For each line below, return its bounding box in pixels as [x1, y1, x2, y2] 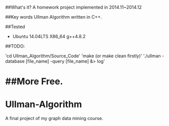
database [5, 58, 25, 64]
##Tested [5, 24, 25, 30]
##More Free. [5, 76, 63, 87]
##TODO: [5, 43, 25, 49]
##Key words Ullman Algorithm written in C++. [5, 14, 102, 20]
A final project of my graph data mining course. [5, 115, 103, 121]
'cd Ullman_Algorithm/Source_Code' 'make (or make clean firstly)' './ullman [5, 53, 161, 59]
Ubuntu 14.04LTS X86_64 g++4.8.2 [12, 34, 86, 39]
